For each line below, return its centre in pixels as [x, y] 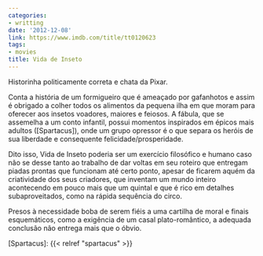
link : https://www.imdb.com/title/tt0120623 [82, 37]
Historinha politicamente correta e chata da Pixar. [88, 82]
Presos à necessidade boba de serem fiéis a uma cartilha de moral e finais [128, 211]
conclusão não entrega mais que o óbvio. [75, 228]
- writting [26, 23]
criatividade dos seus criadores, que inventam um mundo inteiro [112, 179]
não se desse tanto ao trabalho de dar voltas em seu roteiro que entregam [128, 162]
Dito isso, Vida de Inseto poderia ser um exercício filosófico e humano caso [130, 154]
